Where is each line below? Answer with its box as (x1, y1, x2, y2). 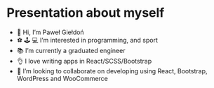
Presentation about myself (6, 5, 165, 21)
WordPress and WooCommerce (16, 74, 108, 82)
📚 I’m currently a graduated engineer (16, 46, 126, 54)
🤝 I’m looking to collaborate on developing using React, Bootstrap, (16, 66, 208, 75)
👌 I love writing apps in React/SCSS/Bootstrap (16, 57, 152, 65)
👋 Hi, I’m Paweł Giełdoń (16, 28, 85, 36)
